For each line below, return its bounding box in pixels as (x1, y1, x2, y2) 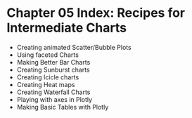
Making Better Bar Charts (16, 58, 91, 66)
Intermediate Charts (6, 20, 127, 36)
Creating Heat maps (16, 80, 75, 88)
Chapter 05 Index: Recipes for (6, 5, 186, 21)
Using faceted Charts (16, 51, 79, 59)
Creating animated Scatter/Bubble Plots (16, 43, 132, 51)
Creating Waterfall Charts (16, 88, 91, 96)
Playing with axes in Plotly (16, 95, 93, 103)
